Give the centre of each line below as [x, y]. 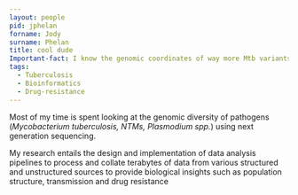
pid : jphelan [33, 26]
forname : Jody [35, 34]
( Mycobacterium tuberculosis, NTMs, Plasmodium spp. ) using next [132, 126]
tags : [19, 67]
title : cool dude [41, 51]
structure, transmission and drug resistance [89, 181]
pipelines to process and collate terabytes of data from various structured [144, 162]
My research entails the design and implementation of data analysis [133, 152]
